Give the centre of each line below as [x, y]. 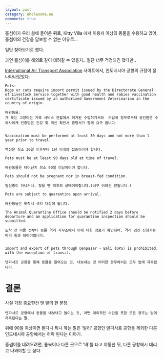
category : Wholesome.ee [29, 14]
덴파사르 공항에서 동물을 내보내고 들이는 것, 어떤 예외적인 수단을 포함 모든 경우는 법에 [81, 313]
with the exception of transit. [38, 253]
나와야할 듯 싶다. [26, 351]
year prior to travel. [28, 140]
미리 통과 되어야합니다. [25, 236]
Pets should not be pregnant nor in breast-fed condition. [66, 176]
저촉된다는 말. [17, 318]
